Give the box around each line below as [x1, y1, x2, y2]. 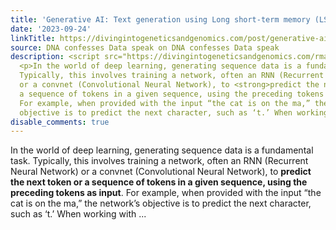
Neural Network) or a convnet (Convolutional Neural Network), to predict [10, 166, 312, 178]
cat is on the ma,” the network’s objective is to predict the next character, [10, 197, 312, 210]
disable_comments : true [10, 117, 110, 127]
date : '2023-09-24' [10, 24, 92, 34]
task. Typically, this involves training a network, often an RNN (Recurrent [10, 155, 309, 167]
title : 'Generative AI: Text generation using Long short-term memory [10, 14, 311, 25]
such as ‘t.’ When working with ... [10, 208, 147, 220]
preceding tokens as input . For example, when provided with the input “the [10, 187, 322, 199]
